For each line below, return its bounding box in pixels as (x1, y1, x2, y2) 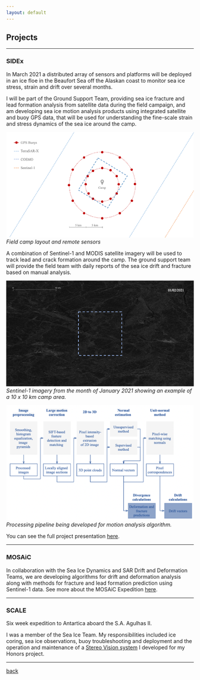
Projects (6, 33, 38, 43)
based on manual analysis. (6, 269, 71, 276)
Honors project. (6, 650, 45, 657)
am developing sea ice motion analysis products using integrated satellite (6, 107, 186, 114)
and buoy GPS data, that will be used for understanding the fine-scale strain (6, 114, 193, 121)
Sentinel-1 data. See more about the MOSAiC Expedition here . (6, 585, 158, 592)
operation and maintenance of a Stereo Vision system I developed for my (6, 644, 185, 651)
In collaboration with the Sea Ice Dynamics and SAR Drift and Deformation (6, 566, 187, 574)
